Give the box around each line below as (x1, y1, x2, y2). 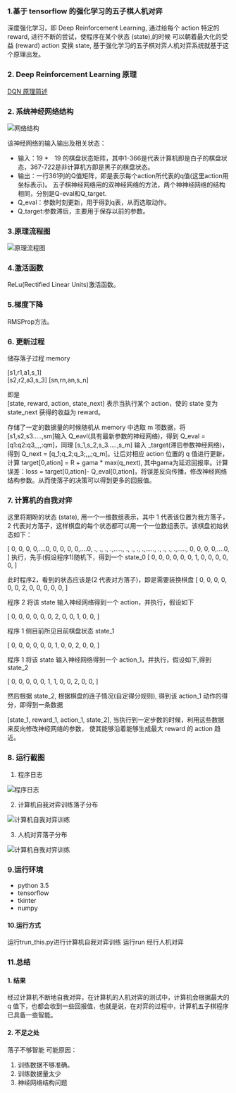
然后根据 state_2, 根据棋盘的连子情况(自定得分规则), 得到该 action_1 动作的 (7, 691, 222, 701)
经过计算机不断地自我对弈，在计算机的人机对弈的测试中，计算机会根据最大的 (7, 993, 230, 1002)
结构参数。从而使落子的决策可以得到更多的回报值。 (7, 476, 156, 485)
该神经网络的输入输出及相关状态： (7, 139, 106, 147)
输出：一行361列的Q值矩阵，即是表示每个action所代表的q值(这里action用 (17, 171, 229, 180)
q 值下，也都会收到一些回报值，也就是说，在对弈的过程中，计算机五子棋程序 (7, 1002, 229, 1010)
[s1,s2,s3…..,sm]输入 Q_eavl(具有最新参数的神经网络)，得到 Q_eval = (7, 432, 206, 440)
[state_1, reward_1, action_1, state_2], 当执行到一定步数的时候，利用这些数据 (7, 715, 225, 724)
